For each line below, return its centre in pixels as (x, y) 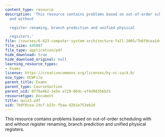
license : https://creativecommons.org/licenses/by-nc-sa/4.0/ (70, 73)
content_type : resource (29, 10)
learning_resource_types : (31, 64)
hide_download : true (26, 55)
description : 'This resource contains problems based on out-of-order (79, 14)
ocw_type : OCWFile (24, 78)
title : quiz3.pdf (23, 100)
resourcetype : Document (29, 96)
